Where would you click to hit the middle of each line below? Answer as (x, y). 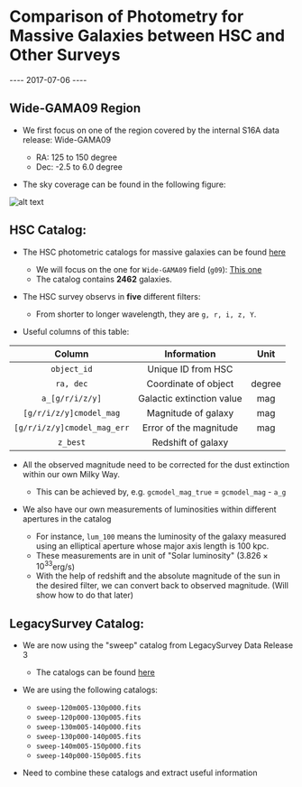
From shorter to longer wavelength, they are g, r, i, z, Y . (146, 314)
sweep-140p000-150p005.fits (88, 756)
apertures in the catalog (67, 518)
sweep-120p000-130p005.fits (88, 718)
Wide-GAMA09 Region (75, 109)
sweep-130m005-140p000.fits (88, 727)
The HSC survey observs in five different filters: (111, 296)
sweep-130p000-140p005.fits (88, 737)
